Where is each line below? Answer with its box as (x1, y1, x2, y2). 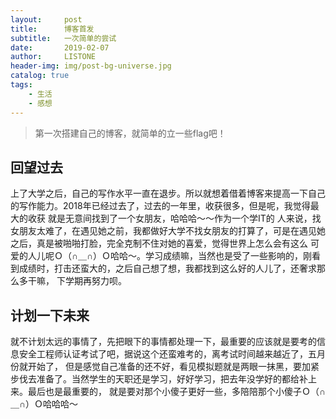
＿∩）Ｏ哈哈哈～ (10, 398, 79, 410)
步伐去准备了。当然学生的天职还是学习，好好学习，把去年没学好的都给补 (10, 373, 308, 385)
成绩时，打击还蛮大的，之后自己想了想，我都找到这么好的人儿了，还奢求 (18, 262, 317, 275)
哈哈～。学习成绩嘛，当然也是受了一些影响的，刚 (110, 250, 313, 262)
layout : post (10, 14, 83, 25)
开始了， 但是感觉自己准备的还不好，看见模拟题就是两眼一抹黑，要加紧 (27, 361, 320, 373)
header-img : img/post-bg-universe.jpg (10, 61, 172, 71)
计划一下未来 (10, 307, 90, 324)
